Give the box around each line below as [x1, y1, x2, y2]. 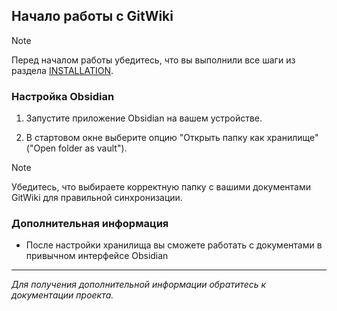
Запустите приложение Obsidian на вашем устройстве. [25, 112, 263, 124]
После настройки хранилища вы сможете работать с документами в [25, 239, 323, 251]
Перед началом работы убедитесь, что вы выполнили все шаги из [11, 54, 296, 66]
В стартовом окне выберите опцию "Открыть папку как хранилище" [25, 132, 319, 144]
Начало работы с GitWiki [11, 8, 174, 25]
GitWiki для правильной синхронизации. [11, 192, 183, 204]
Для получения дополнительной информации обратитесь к [11, 279, 267, 291]
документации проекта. [11, 289, 114, 301]
